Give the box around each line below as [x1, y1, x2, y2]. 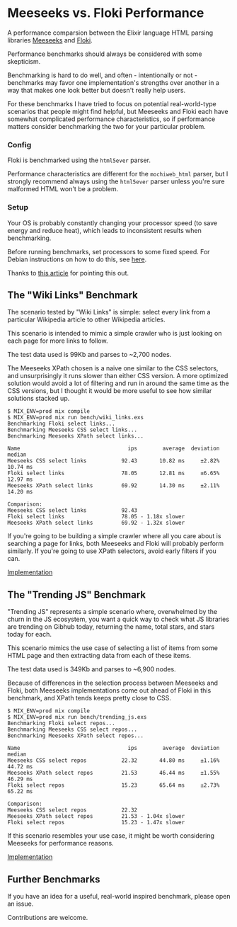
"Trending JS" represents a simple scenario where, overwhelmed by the [7, 608, 218, 616]
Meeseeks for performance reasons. [7, 839, 115, 848]
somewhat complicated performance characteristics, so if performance [7, 115, 216, 123]
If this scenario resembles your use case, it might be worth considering [7, 831, 214, 840]
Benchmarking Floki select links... [7, 420, 115, 428]
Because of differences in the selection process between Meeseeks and [7, 678, 218, 688]
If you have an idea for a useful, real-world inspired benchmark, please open [7, 892, 231, 900]
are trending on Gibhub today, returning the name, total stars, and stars [7, 622, 215, 631]
